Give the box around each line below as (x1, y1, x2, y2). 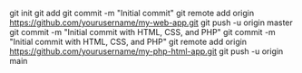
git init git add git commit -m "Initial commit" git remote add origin (9, 8, 255, 18)
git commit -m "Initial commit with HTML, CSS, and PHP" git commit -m (9, 27, 277, 37)
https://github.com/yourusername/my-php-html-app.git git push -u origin (9, 46, 284, 57)
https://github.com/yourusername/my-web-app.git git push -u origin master (9, 17, 293, 28)
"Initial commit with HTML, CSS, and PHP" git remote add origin (9, 36, 248, 47)
